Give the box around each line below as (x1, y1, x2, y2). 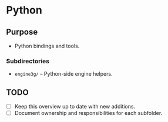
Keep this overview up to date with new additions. (14, 103, 136, 110)
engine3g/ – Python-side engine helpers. (14, 70, 113, 77)
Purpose (6, 27, 38, 37)
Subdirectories (6, 57, 50, 65)
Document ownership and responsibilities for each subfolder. (14, 110, 163, 117)
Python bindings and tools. (14, 42, 80, 49)
